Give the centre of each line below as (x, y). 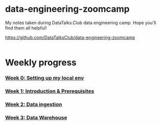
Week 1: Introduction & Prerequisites (50, 91)
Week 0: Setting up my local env (44, 78)
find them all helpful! (26, 28)
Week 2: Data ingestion (34, 104)
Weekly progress (41, 63)
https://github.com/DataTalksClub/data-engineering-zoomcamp (70, 37)
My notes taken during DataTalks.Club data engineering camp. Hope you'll (81, 23)
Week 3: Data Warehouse (36, 118)
